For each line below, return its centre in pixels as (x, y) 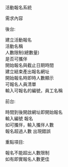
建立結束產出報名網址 (27, 72)
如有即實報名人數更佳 (27, 159)
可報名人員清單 (21, 84)
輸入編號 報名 (19, 119)
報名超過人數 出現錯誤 (28, 131)
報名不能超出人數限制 (27, 153)
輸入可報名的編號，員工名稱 (34, 91)
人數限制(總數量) (22, 53)
